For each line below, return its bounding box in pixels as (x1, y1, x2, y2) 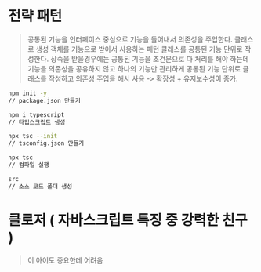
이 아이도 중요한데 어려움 (27, 256, 103, 265)
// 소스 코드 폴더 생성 (8, 182, 73, 190)
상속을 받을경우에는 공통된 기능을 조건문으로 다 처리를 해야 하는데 (50, 54, 249, 63)
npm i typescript (8, 111, 65, 118)
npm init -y (8, 89, 47, 97)
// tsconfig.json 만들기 (8, 140, 85, 147)
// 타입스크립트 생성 (8, 118, 66, 126)
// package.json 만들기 (8, 96, 81, 104)
